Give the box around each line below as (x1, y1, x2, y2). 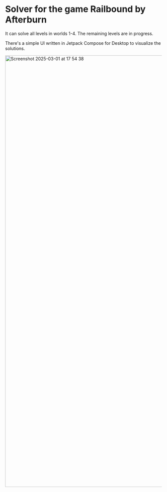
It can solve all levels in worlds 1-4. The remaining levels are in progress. (5, 30, 154, 36)
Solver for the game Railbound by (5, 3, 146, 15)
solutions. (5, 45, 25, 51)
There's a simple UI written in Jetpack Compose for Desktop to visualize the (5, 40, 161, 46)
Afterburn (5, 14, 47, 25)
